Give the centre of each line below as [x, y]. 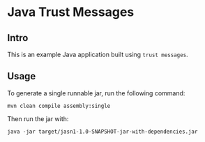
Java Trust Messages [71, 12]
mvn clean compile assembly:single [59, 106]
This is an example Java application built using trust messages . [98, 54]
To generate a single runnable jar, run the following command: [96, 93]
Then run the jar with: [38, 118]
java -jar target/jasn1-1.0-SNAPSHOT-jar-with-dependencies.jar [102, 132]
